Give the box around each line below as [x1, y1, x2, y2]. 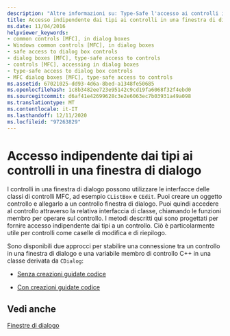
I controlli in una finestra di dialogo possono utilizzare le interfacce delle [7, 185, 210, 193]
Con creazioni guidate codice [16, 283, 101, 291]
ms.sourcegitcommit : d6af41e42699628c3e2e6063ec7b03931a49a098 [7, 93, 192, 100]
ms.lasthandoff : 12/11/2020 [7, 112, 88, 119]
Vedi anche [7, 303, 57, 315]
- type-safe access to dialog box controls [7, 67, 133, 74]
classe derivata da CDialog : [7, 256, 84, 265]
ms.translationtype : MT [7, 99, 75, 106]
